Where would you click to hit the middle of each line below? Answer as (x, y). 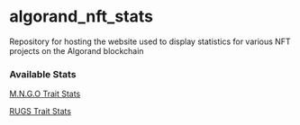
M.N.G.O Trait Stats (45, 94)
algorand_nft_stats (81, 17)
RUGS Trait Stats (41, 112)
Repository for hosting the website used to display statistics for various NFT (150, 41)
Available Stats (43, 74)
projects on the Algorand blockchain (77, 50)
